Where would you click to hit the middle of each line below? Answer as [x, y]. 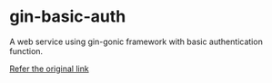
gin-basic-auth [68, 17]
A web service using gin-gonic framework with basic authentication [136, 41]
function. [26, 51]
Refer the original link [49, 69]
